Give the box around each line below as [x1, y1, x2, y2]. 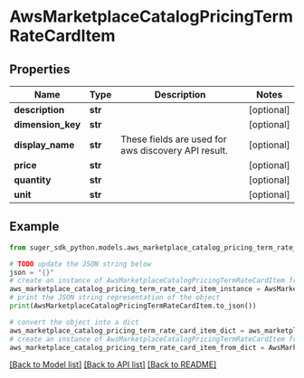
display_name [14, 138, 75, 151]
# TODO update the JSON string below [9, 260, 152, 269]
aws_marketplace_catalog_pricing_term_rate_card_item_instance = [9, 285, 261, 294]
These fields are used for [120, 133, 227, 146]
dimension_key [14, 118, 81, 130]
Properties [9, 61, 71, 77]
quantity [14, 174, 52, 186]
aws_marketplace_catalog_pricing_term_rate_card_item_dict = [9, 326, 245, 335]
